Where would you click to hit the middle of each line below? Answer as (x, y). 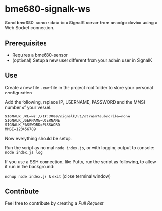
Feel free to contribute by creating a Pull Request (54, 203)
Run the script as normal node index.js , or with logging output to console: (80, 147)
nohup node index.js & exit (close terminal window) (58, 176)
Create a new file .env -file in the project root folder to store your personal (79, 87)
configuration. (19, 93)
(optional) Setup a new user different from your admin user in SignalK (82, 60)
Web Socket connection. (30, 27)
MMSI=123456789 (21, 129)
